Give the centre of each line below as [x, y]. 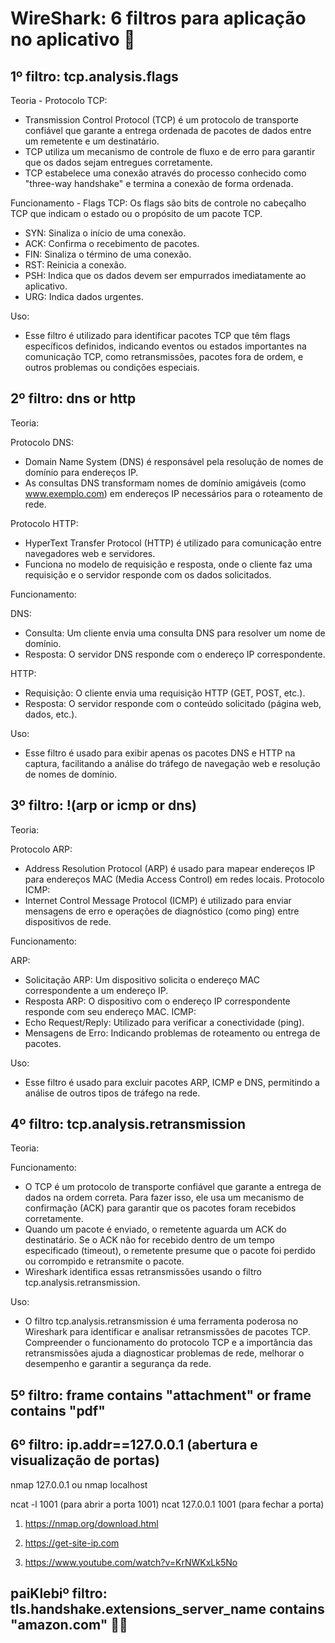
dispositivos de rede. [68, 921]
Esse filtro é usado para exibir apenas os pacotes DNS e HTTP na [160, 753]
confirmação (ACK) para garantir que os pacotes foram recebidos [160, 1208]
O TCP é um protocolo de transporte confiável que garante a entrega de [173, 1187]
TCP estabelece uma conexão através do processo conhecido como [165, 173]
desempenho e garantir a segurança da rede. [118, 1364]
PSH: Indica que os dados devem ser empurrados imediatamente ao [165, 275]
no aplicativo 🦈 [73, 39]
